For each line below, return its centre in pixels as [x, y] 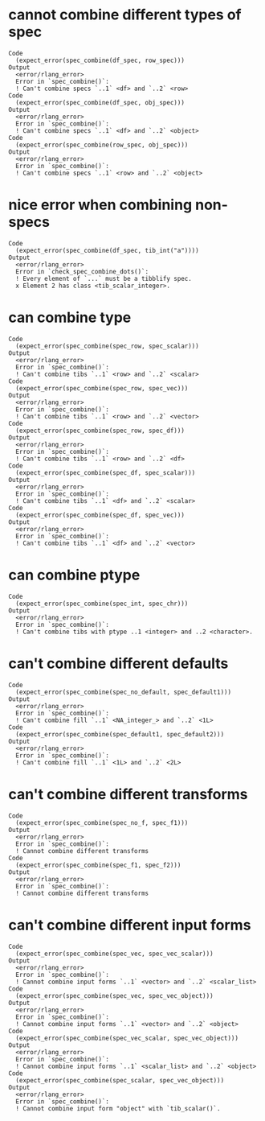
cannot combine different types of [125, 15]
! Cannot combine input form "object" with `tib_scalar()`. [118, 1108]
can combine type [70, 317]
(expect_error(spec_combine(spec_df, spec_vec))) [100, 515]
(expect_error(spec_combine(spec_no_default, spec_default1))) [123, 692]
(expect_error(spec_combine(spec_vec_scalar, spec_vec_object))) [127, 1038]
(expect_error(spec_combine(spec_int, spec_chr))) [102, 604]
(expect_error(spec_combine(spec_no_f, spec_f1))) [102, 822]
